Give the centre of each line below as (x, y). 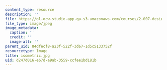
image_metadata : (22, 28)
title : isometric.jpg (28, 55)
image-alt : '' (24, 42)
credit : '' (21, 37)
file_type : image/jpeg (29, 23)
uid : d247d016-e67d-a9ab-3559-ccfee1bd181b (51, 60)
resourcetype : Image (27, 51)
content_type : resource (30, 10)
